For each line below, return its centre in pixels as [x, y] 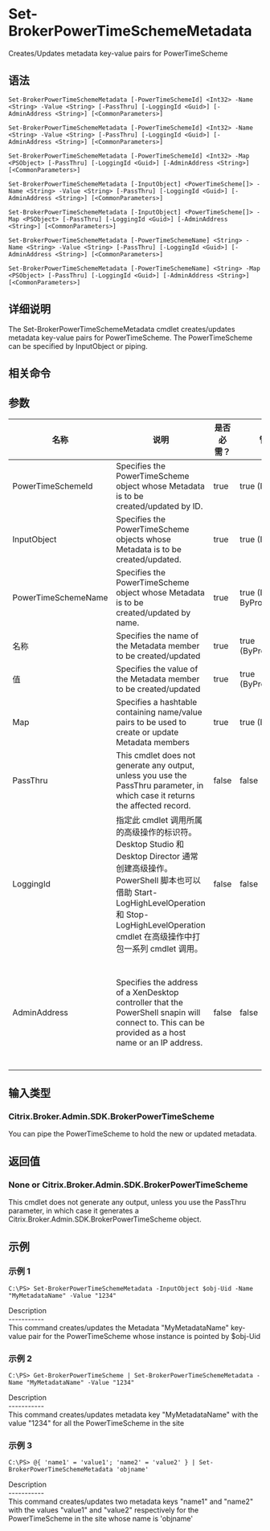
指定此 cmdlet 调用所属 [160, 820]
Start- [146, 892]
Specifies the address [157, 982]
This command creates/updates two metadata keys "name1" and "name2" [131, 1502]
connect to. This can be [160, 1022]
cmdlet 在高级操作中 [154, 936]
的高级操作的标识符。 [156, 832]
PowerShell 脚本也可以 [158, 880]
